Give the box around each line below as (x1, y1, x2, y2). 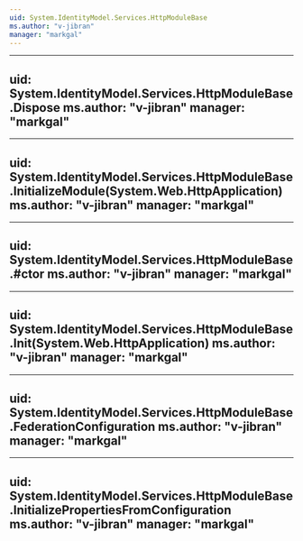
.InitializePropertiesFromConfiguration (9, 502, 232, 518)
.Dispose (9, 100, 61, 115)
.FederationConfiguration (9, 419, 156, 435)
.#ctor (9, 267, 45, 282)
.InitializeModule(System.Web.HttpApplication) (9, 183, 283, 198)
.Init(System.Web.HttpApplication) (9, 335, 210, 352)
